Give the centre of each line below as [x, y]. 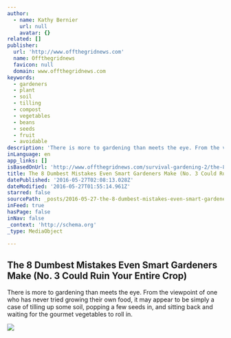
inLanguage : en [29, 155]
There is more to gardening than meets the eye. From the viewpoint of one [112, 293]
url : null [34, 26]
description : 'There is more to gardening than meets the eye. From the [113, 148]
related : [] [24, 39]
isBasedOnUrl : [27, 167]
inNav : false [26, 218]
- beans [24, 122]
